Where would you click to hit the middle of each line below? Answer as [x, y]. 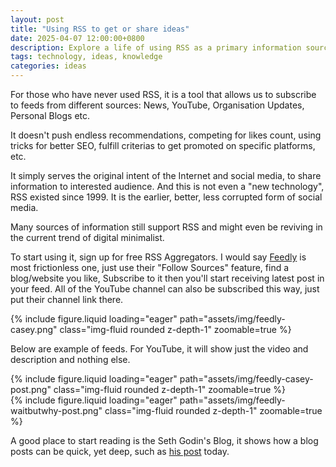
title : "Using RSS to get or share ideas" [100, 29]
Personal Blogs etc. [50, 115]
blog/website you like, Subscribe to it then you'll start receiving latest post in [167, 278]
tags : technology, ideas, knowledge [86, 57]
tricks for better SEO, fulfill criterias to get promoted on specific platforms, [163, 145]
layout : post [37, 19]
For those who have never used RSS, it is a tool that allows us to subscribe [163, 94]
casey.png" [34, 329]
